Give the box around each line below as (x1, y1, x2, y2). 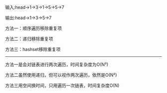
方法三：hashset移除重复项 (5, 46, 61, 52)
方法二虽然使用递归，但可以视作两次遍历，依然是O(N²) (5, 72, 117, 78)
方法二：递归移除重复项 (5, 36, 53, 42)
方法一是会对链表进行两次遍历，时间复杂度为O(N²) (5, 61, 108, 67)
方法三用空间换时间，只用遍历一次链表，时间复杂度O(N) (5, 83, 120, 88)
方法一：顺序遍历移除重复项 (5, 25, 62, 31)
